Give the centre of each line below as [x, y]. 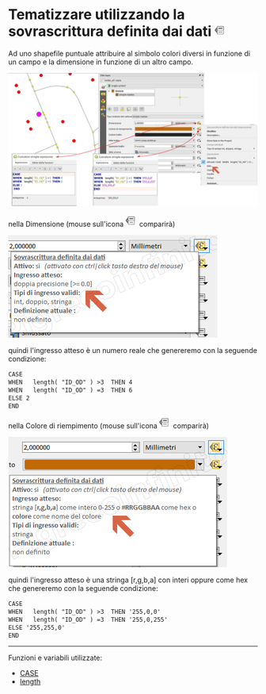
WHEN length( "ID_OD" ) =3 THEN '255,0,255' [88, 619]
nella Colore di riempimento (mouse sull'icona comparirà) [109, 425]
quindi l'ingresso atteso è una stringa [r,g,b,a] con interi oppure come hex [128, 580]
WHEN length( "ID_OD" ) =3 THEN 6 [70, 390]
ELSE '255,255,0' [37, 627]
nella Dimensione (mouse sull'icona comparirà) [92, 224]
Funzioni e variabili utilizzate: [55, 658]
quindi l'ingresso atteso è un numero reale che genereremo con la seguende [133, 350]
